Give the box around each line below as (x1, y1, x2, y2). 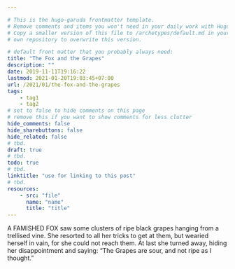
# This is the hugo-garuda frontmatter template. (7, 16, 155, 23)
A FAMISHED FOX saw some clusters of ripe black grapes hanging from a (7, 224, 219, 233)
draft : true (7, 146, 42, 153)
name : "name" (25, 198, 64, 205)
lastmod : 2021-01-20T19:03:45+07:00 (7, 74, 114, 81)
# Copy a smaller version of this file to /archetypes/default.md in (7, 29, 215, 36)
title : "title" (25, 205, 71, 212)
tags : (7, 88, 23, 95)
